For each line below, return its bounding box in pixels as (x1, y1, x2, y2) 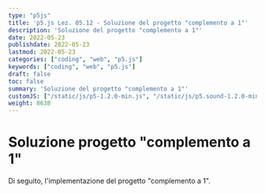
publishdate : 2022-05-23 (8, 41, 90, 49)
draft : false (8, 70, 51, 78)
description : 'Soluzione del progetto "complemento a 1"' (8, 26, 203, 34)
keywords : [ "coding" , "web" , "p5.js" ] (8, 63, 136, 71)
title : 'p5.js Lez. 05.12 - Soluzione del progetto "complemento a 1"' (8, 19, 248, 27)
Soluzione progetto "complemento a (8, 133, 251, 151)
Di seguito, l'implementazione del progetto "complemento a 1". (8, 176, 211, 186)
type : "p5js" (8, 11, 51, 20)
